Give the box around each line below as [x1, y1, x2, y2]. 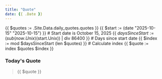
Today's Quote [5, 58, 41, 64]
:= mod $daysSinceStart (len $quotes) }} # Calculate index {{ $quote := [5, 40, 149, 46]
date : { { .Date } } [5, 12, 43, 16]
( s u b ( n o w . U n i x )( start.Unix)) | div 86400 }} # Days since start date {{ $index [5, 35, 158, 41]
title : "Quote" [5, 7, 36, 12]
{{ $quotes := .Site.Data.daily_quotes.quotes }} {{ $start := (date [5, 25, 134, 31]
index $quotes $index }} [5, 46, 54, 51]
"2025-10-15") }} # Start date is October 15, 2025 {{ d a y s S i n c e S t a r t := [12, 30, 154, 36]
